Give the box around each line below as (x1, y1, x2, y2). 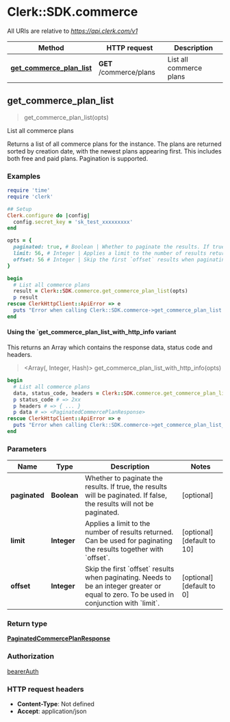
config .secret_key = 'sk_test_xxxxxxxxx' (13, 219, 133, 225)
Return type (7, 619, 48, 629)
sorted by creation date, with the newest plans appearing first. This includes (7, 147, 222, 155)
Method (38, 42, 64, 52)
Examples (7, 171, 41, 181)
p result (13, 294, 38, 301)
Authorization (7, 651, 55, 661)
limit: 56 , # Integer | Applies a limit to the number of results (13, 250, 207, 257)
